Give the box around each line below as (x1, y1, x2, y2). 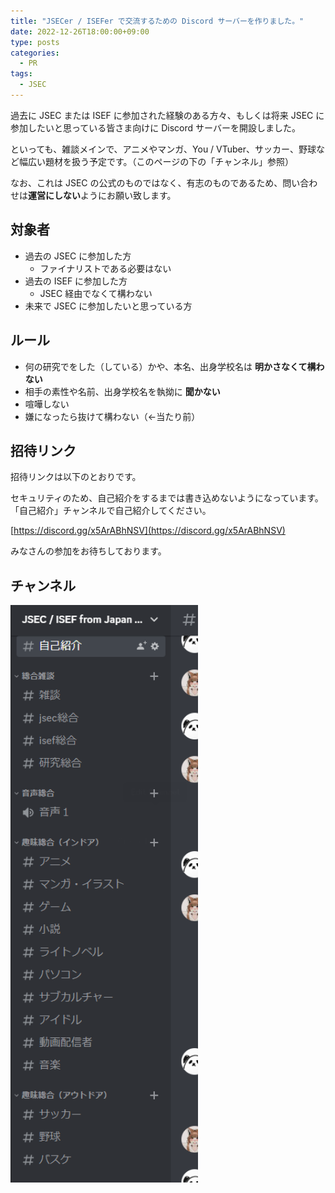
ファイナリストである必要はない (39, 262, 172, 274)
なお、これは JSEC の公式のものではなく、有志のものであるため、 (10, 176, 283, 189)
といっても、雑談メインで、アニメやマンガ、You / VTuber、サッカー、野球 (10, 143, 317, 155)
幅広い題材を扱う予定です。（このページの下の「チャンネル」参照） (18, 155, 294, 167)
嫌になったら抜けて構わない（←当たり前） (24, 410, 201, 422)
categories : (10, 48, 60, 58)
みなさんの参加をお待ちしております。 (10, 545, 167, 557)
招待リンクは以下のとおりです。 (10, 471, 142, 483)
